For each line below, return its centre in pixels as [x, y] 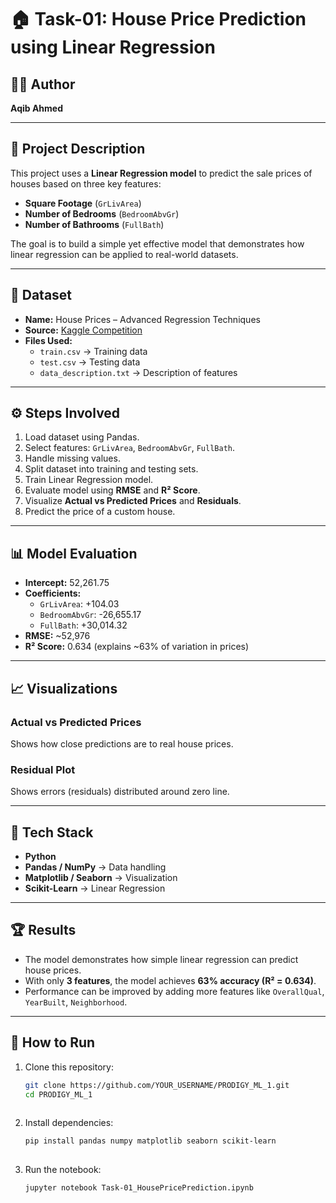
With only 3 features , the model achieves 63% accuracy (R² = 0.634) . [170, 980]
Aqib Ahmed [36, 108]
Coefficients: [53, 593]
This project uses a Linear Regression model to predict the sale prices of [161, 173]
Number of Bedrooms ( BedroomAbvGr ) [102, 213]
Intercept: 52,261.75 [67, 583]
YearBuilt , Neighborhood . [76, 1002]
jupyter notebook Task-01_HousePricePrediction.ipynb [139, 1188]
